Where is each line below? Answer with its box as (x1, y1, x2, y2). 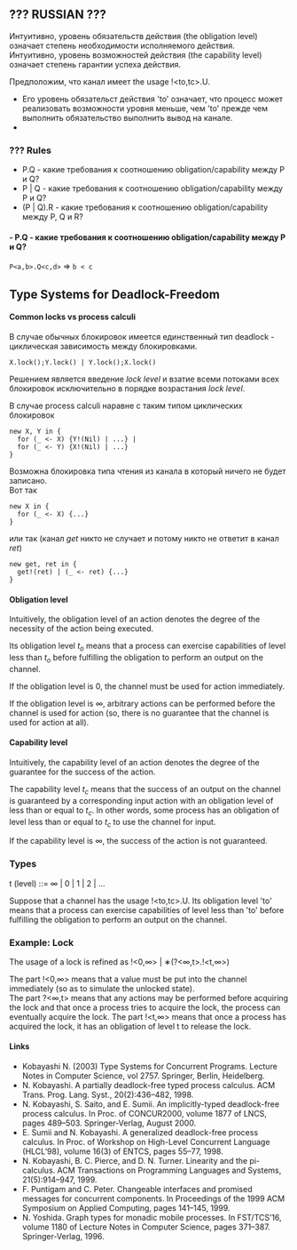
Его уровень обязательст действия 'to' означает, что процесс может (21, 93, 284, 104)
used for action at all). (9, 717, 90, 727)
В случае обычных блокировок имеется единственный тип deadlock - (9, 331, 275, 341)
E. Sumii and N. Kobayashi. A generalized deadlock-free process (21, 1127, 259, 1138)
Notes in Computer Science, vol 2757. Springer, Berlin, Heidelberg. (21, 1070, 265, 1081)
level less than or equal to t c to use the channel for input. (9, 816, 216, 829)
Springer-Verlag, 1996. (21, 1231, 105, 1242)
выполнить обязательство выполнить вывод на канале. (21, 112, 233, 123)
